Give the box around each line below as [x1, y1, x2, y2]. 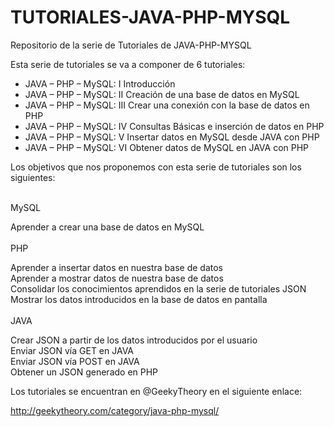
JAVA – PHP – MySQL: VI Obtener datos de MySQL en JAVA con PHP [24, 141, 310, 153]
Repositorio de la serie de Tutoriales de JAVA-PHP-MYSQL [10, 39, 252, 51]
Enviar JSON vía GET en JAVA [10, 344, 135, 356]
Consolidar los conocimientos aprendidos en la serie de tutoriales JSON [10, 282, 307, 295]
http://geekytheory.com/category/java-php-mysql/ [10, 404, 220, 416]
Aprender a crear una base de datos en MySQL [10, 221, 205, 233]
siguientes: [10, 171, 56, 183]
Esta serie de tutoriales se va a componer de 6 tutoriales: [10, 58, 246, 70]
